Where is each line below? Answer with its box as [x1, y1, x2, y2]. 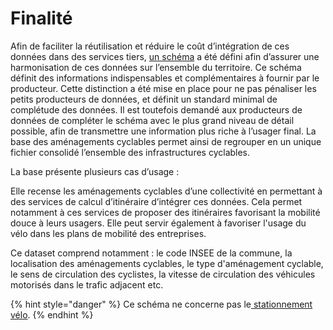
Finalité [10, 7, 73, 30]
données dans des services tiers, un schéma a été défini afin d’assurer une [10, 50, 320, 62]
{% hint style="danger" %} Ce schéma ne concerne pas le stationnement [10, 298, 313, 310]
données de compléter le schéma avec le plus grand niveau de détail [10, 114, 295, 126]
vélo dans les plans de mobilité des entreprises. [10, 227, 207, 239]
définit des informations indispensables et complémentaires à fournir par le [10, 72, 320, 84]
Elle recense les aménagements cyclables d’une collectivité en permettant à [10, 185, 323, 197]
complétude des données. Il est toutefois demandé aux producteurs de [10, 103, 303, 116]
